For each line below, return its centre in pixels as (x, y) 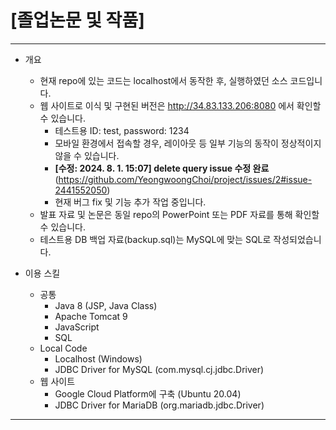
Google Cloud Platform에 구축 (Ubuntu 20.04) (148, 393)
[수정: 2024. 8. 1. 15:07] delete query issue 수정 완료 (162, 168)
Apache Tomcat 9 (91, 316)
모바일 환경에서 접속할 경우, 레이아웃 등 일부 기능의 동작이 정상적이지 (188, 143)
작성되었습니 (297, 239)
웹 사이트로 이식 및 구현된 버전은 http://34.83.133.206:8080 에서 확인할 (180, 105)
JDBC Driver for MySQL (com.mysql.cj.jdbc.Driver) (159, 369)
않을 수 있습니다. (87, 155)
